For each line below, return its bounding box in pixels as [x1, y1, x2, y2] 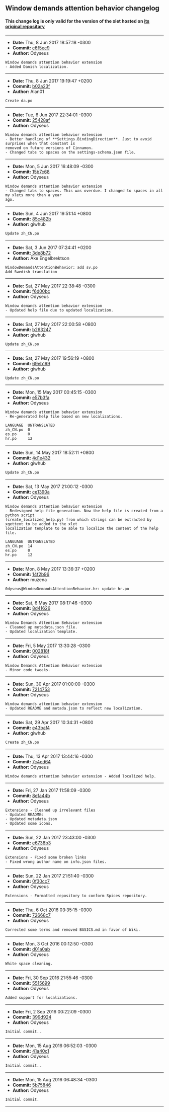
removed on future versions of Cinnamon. [5, 145, 94, 150]
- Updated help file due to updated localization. [5, 307, 114, 312]
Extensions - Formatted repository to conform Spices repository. [5, 893, 147, 898]
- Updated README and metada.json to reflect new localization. [5, 705, 143, 711]
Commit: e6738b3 [12, 840, 51, 846]
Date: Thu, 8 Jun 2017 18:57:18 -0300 [12, 39, 91, 45]
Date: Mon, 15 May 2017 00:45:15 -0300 [12, 389, 97, 395]
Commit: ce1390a [12, 489, 50, 495]
